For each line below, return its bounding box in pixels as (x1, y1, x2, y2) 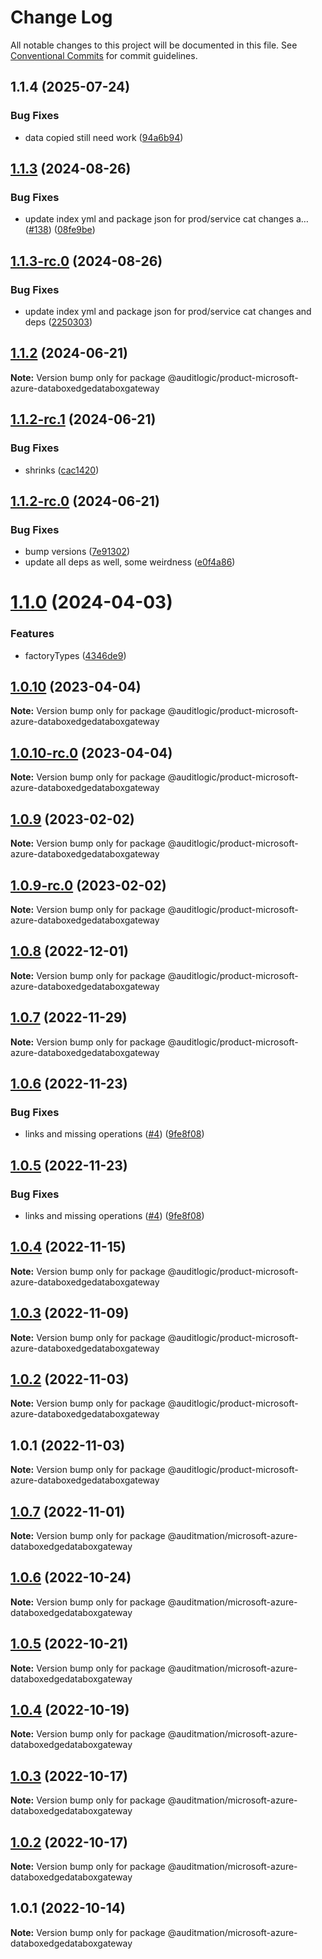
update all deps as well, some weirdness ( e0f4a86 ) (24, 556, 236, 568)
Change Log (10, 6, 113, 29)
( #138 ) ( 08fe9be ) (24, 224, 96, 236)
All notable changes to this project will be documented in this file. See (10, 39, 298, 51)
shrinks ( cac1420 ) (24, 464, 100, 476)
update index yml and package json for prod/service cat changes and (24, 306, 312, 317)
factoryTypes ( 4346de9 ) (24, 649, 127, 661)
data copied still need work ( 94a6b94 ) (24, 131, 184, 143)
